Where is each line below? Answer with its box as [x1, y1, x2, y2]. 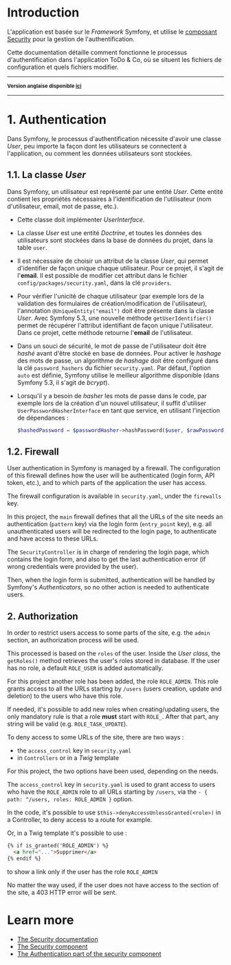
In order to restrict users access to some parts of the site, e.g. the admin [7, 629, 210, 637]
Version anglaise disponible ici [7, 83, 82, 89]
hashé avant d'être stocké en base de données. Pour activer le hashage [16, 349, 221, 357]
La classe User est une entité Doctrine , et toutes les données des [16, 228, 202, 237]
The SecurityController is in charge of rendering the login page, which [7, 548, 210, 556]
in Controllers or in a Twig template [16, 754, 119, 762]
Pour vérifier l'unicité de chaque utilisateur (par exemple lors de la [16, 292, 204, 300]
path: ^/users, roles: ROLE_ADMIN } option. [7, 795, 133, 803]
